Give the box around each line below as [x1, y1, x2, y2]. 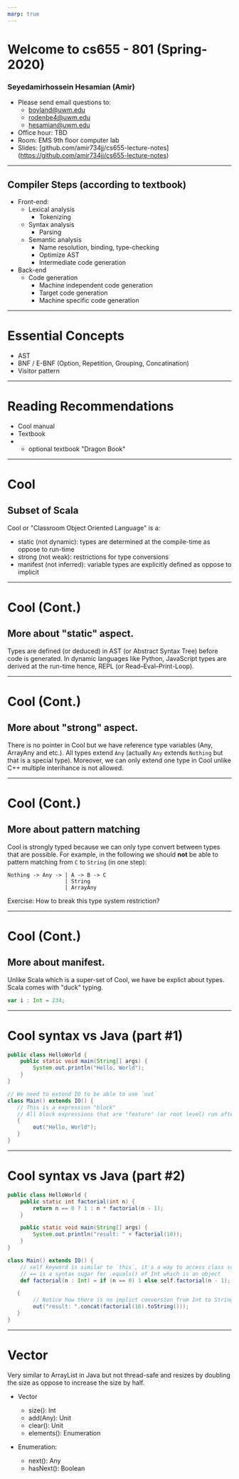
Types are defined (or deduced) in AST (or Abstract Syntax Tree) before [7, 647, 218, 655]
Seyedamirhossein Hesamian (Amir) [7, 81, 135, 91]
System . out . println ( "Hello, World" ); [33, 1064, 144, 1071]
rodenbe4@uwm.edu [28, 113, 91, 122]
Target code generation [38, 288, 108, 297]
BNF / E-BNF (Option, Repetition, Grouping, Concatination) [17, 358, 190, 368]
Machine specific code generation [38, 296, 139, 304]
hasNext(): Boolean [28, 1464, 85, 1473]
